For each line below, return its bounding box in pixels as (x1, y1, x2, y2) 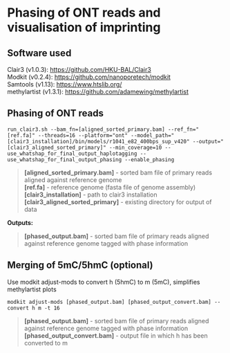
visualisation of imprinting (7, 19, 161, 35)
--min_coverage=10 (109, 144, 162, 151)
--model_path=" (131, 132, 175, 139)
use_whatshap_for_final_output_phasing (7, 156, 122, 163)
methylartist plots (7, 285, 57, 293)
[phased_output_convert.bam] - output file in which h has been (23, 331, 209, 340)
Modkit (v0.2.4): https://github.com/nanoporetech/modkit (7, 73, 171, 81)
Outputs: (7, 218, 33, 226)
